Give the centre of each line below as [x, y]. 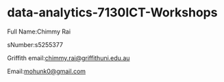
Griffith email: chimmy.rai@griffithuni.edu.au [69, 58]
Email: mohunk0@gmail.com [47, 71]
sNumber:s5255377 [35, 44]
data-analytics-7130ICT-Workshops [112, 13]
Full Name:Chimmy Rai [39, 31]
